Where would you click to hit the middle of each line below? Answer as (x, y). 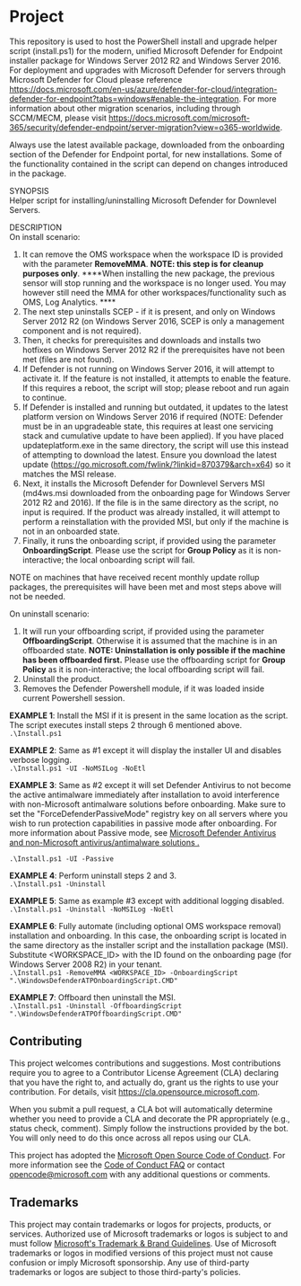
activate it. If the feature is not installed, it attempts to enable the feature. (156, 378)
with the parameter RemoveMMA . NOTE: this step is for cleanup (143, 263)
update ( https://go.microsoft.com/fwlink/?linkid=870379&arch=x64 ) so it (156, 464)
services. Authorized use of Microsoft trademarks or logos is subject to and (149, 1234)
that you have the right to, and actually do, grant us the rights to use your (144, 1082)
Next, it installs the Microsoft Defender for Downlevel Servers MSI (144, 483)
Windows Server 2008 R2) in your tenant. (86, 964)
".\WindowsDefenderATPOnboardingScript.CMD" (94, 980)
